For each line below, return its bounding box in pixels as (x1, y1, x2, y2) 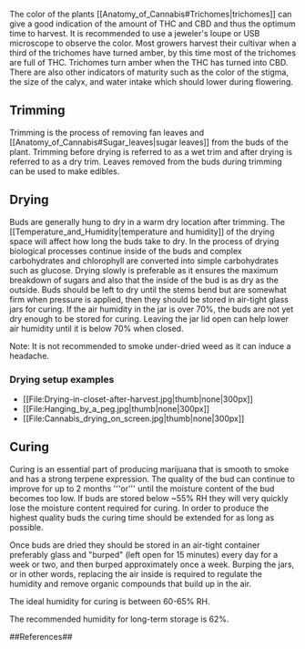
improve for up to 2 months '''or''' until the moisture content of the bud (9, 483, 275, 494)
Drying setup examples (9, 373, 115, 386)
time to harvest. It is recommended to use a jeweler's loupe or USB (9, 28, 260, 38)
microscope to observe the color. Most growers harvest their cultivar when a (9, 37, 297, 48)
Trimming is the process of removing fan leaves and (9, 127, 205, 138)
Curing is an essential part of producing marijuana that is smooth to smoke (9, 463, 290, 474)
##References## (9, 631, 73, 642)
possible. (9, 521, 44, 532)
